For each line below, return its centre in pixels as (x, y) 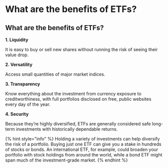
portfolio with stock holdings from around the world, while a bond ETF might (84, 155)
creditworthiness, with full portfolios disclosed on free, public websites (78, 99)
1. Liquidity (17, 40)
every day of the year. (28, 104)
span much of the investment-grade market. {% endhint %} (66, 160)
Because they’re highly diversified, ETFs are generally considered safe (78, 124)
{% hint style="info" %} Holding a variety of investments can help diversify (82, 139)
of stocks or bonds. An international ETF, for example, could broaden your (82, 149)
